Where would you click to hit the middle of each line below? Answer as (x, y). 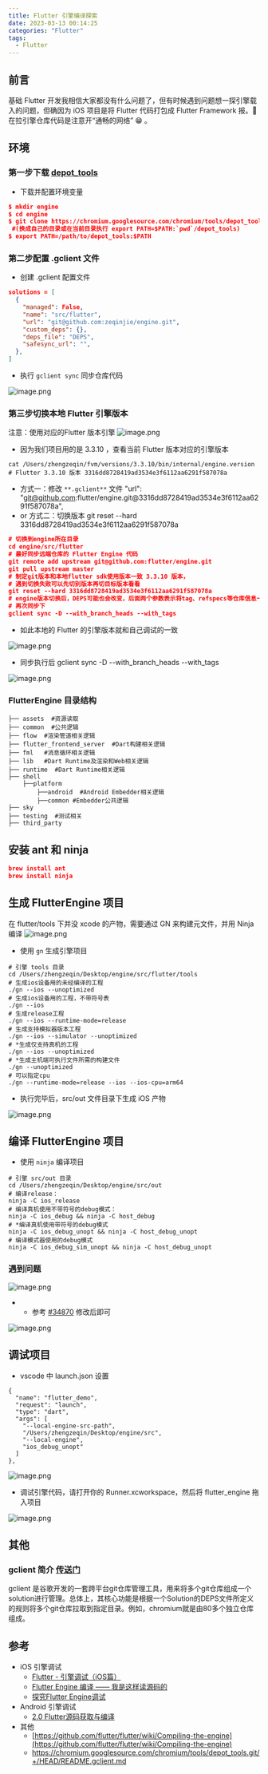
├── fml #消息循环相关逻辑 (52, 753)
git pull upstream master (51, 569)
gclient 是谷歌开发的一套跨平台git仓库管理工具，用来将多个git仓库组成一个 (130, 1589)
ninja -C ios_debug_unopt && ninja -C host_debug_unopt (103, 1232)
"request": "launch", (51, 1405)
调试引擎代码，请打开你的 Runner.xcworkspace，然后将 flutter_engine (135, 1492)
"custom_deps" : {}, (55, 329)
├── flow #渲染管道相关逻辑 (52, 736)
